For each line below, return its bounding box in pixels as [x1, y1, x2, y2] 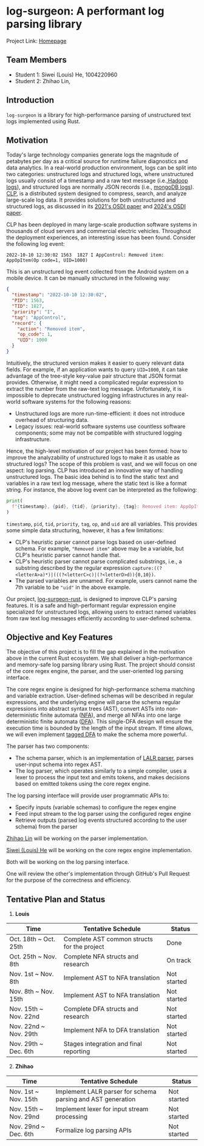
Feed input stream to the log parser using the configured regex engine [15, 810, 191, 818]
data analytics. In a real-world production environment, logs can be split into [6, 164, 197, 171]
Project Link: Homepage [6, 37, 67, 44]
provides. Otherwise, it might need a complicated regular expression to [6, 378, 184, 386]
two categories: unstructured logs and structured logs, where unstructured [6, 171, 194, 178]
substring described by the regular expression [15, 564, 131, 571]
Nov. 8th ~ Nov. [9, 988, 55, 996]
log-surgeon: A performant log [6, 4, 165, 18]
